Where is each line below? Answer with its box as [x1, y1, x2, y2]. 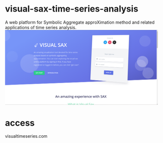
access [5, 117, 35, 129]
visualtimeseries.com [5, 133, 48, 139]
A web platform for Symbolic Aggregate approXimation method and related [5, 19, 155, 25]
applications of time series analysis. [5, 24, 77, 30]
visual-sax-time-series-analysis [5, 3, 138, 14]
